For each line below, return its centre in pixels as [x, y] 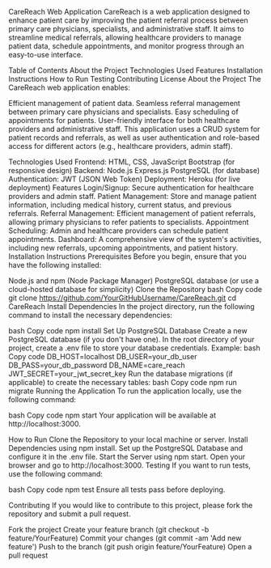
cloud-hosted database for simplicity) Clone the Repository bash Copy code [135, 289]
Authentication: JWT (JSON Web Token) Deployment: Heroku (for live [125, 179]
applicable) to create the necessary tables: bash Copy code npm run [123, 382]
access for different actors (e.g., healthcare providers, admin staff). [121, 146]
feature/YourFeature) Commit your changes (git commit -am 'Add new [125, 538]
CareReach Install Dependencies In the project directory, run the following [131, 306]
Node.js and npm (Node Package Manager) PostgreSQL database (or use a [134, 281]
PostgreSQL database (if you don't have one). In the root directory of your [131, 339]
